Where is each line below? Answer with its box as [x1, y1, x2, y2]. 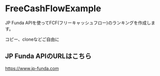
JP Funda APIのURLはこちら [5, 52, 92, 60]
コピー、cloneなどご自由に [5, 36, 60, 42]
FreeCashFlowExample [5, 3, 101, 14]
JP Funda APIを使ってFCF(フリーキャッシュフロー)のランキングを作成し [5, 20, 151, 25]
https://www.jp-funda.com [5, 65, 59, 71]
